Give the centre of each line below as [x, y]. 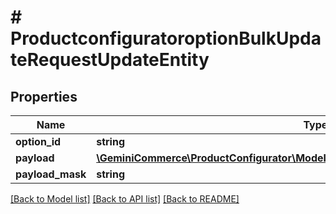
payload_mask [51, 174]
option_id [38, 141]
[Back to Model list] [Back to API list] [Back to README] [125, 199]
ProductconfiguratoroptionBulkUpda [166, 38]
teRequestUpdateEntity [110, 60]
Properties [44, 96]
